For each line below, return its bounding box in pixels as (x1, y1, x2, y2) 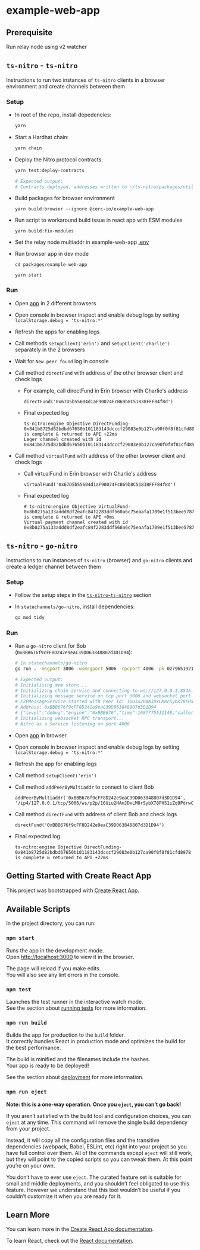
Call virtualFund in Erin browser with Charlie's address (23, 470, 157, 477)
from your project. (6, 1125, 51, 1132)
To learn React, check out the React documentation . (6, 1237, 134, 1245)
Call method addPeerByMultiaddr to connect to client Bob (14, 783, 154, 791)
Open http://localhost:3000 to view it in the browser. (6, 953, 135, 960)
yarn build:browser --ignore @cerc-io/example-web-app (14, 206, 154, 212)
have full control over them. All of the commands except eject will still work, (6, 1149, 193, 1156)
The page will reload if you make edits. (6, 964, 101, 972)
